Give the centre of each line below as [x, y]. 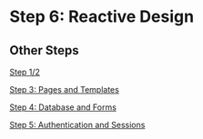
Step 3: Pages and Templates [65, 89]
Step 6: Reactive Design [101, 17]
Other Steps [44, 50]
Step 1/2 [25, 72]
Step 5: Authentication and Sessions [77, 125]
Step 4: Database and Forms [63, 107]
